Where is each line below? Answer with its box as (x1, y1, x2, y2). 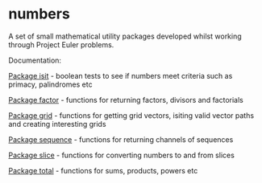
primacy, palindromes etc (8, 79, 93, 89)
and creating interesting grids (8, 119, 106, 128)
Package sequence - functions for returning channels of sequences (8, 134, 234, 144)
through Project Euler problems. (8, 39, 114, 49)
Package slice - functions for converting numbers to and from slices (8, 150, 235, 160)
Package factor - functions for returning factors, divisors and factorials (8, 95, 243, 104)
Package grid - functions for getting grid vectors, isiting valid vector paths (8, 110, 255, 120)
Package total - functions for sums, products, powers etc (8, 165, 198, 175)
